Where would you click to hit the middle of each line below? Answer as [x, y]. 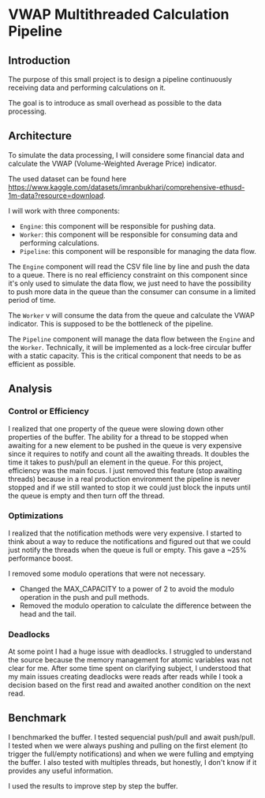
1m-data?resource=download [56, 196]
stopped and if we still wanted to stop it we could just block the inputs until [129, 487]
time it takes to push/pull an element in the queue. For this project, [116, 462]
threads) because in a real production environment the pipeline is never [124, 479]
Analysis [30, 389]
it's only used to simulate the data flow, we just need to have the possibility [130, 283]
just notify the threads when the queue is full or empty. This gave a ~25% [127, 550]
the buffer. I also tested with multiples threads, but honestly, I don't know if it [132, 762]
